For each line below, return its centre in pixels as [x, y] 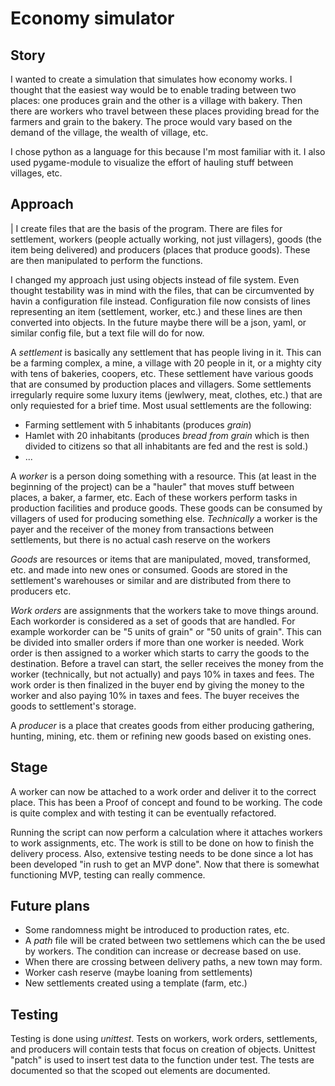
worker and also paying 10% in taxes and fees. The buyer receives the [155, 695]
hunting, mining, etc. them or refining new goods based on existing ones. [161, 736]
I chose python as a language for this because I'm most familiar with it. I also [168, 151]
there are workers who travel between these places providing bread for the [165, 111]
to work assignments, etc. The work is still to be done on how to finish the [162, 843]
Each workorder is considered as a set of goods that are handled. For [153, 621]
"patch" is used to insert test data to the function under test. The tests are [162, 1060]
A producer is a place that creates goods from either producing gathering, [162, 725]
